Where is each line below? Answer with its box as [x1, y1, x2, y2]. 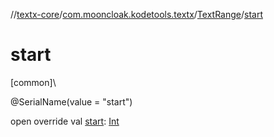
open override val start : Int [10, 115, 120, 127]
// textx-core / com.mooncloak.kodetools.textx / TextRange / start [10, 9, 263, 20]
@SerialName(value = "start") [10, 95, 133, 108]
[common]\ [10, 76, 57, 88]
